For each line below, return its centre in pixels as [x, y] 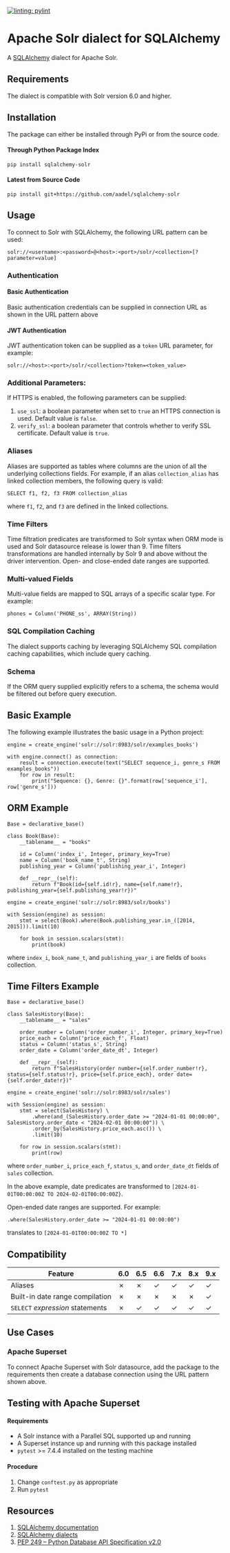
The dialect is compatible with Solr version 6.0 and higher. [90, 96]
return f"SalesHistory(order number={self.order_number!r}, [120, 1069]
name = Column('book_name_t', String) [75, 860]
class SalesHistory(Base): [46, 1014]
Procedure [22, 1467]
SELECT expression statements [59, 1308]
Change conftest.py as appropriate [67, 1482]
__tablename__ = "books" [55, 842]
